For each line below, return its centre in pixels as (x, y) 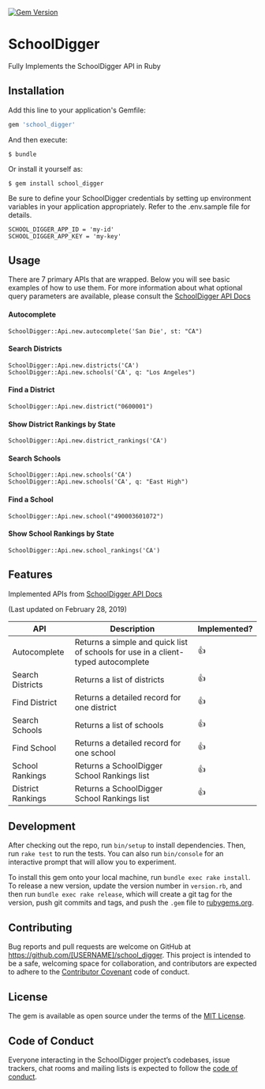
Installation (36, 91)
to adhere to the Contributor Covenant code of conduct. (99, 972)
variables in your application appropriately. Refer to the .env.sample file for (129, 207)
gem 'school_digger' (42, 124)
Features (30, 575)
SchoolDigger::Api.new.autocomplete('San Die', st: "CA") (105, 331)
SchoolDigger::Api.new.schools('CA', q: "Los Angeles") (102, 372)
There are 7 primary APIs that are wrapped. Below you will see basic (119, 279)
